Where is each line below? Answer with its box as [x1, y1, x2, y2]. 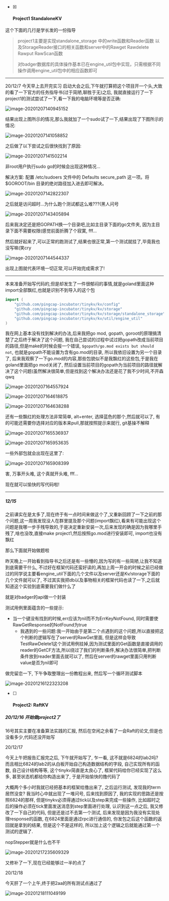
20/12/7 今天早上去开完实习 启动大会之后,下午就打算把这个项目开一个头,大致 [5, 83, 162, 89]
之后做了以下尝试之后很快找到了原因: [5, 143, 82, 149]
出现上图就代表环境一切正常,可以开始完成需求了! [5, 266, 105, 272]
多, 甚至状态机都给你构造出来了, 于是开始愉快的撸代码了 [5, 773, 121, 779]
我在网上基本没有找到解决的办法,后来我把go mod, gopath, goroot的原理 [5, 330, 152, 337]
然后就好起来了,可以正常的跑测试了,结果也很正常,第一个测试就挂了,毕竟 [5, 239, 152, 245]
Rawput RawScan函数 [17, 50, 63, 57]
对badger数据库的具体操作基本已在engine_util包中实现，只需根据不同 [17, 61, 161, 67]
